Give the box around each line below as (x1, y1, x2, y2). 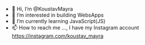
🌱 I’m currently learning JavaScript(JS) (11, 18, 106, 24)
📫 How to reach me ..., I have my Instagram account (11, 24, 139, 31)
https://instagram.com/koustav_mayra (11, 32, 104, 39)
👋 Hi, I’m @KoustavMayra (11, 6, 73, 12)
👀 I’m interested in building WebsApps (11, 12, 104, 18)
